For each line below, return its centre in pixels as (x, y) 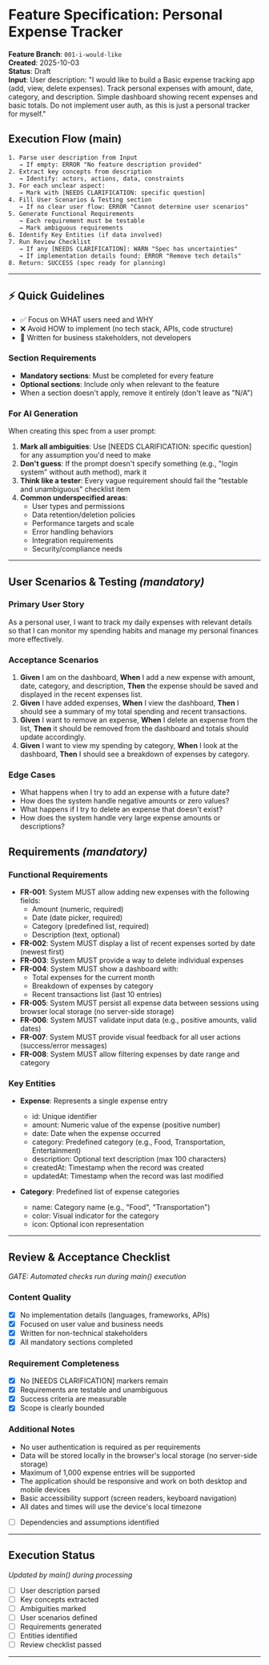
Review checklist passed (60, 1644)
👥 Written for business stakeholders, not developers (106, 337)
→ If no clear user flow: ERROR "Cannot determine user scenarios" (134, 206)
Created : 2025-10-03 (44, 63)
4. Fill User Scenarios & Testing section (80, 199)
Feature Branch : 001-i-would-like (65, 54)
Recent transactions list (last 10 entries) (97, 995)
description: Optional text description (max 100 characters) (129, 1159)
